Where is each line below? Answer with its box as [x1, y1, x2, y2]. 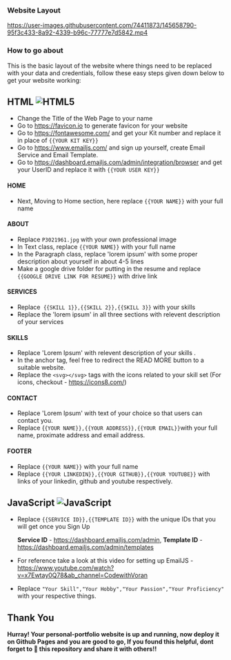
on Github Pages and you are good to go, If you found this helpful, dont [7, 637, 214, 646]
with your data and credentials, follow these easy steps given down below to [7, 68, 225, 77]
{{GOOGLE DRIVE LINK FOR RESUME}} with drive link [17, 272, 158, 280]
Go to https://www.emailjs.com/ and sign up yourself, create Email [17, 143, 205, 152]
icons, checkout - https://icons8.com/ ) [17, 378, 127, 386]
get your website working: [7, 76, 81, 84]
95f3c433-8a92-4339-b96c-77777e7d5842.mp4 [7, 28, 148, 37]
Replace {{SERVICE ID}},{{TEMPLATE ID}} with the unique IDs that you [17, 515, 216, 523]
